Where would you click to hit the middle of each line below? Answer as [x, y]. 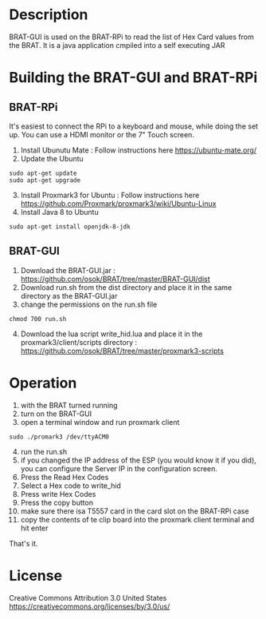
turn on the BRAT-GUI [56, 414]
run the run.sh [44, 451]
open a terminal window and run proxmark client [100, 422]
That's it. [23, 543]
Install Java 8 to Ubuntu [59, 212]
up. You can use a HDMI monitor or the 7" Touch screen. [102, 134]
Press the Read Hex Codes [65, 477]
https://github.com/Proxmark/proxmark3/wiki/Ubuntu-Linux [118, 203]
